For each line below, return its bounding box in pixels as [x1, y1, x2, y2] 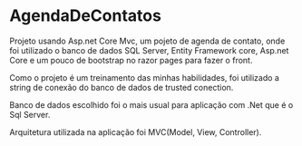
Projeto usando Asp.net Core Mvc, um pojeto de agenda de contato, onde [9, 35, 286, 46]
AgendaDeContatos [9, 5, 161, 26]
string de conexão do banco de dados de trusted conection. [9, 82, 234, 92]
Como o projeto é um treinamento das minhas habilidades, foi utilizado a [9, 72, 279, 83]
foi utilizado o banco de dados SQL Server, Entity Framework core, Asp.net [9, 44, 289, 55]
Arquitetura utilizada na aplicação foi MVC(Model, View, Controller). [9, 126, 262, 137]
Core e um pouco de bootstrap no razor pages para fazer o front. [9, 54, 253, 65]
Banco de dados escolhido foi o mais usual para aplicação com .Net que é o [9, 99, 294, 110]
